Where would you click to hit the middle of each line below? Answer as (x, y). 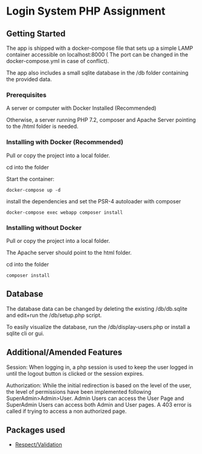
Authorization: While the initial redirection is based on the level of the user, (99, 385)
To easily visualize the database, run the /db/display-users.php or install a (98, 327)
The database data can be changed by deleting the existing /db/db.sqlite (97, 308)
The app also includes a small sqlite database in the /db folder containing (97, 73)
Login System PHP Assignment (86, 11)
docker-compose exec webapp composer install (64, 212)
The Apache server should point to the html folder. (69, 252)
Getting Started (36, 34)
